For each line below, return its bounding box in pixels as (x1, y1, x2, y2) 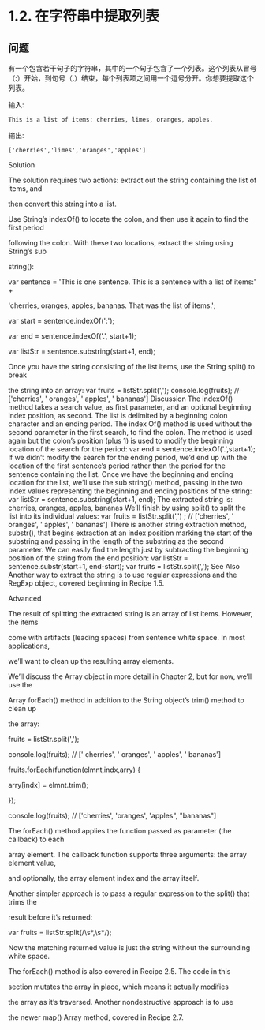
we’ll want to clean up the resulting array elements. (8, 657, 174, 665)
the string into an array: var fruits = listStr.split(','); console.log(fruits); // (8, 386, 240, 395)
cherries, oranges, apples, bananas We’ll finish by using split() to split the (8, 503, 246, 512)
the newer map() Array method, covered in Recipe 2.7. (8, 1013, 184, 1022)
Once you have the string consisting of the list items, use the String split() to (8, 362, 256, 371)
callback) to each (8, 834, 65, 844)
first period (8, 223, 45, 232)
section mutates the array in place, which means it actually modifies (8, 982, 229, 991)
